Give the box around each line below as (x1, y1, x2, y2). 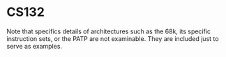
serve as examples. (6, 42, 63, 50)
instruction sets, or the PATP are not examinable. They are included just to (6, 34, 219, 42)
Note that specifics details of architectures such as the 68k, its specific (6, 27, 211, 35)
